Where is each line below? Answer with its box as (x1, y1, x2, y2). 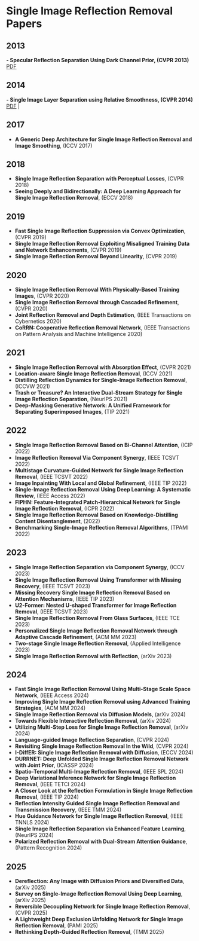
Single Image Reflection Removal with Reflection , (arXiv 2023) (14, 652, 172, 659)
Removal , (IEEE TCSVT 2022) (14, 473, 88, 480)
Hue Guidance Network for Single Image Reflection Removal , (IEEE (14, 812, 183, 820)
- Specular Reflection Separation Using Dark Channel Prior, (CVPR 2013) (6, 57, 189, 63)
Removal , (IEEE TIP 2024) (14, 793, 79, 801)
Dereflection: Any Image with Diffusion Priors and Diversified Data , (14, 878, 185, 885)
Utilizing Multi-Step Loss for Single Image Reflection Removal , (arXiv (14, 723, 189, 731)
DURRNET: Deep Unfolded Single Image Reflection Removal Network (14, 755, 189, 763)
